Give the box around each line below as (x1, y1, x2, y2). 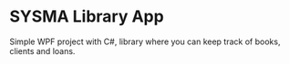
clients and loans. (9, 45, 76, 56)
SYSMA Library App (9, 6, 164, 27)
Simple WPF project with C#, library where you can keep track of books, (9, 36, 281, 47)
